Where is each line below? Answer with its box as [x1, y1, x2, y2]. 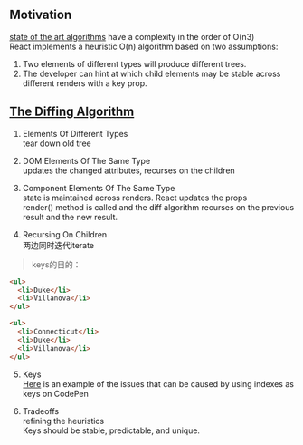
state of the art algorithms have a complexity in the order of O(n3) [9, 31, 255, 42]
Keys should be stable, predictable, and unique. [22, 425, 201, 436]
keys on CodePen [22, 388, 89, 399]
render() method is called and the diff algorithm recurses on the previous [22, 201, 295, 212]
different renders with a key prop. [22, 77, 147, 89]
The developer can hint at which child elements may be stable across [22, 68, 281, 79]
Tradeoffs [22, 405, 60, 416]
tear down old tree [22, 138, 92, 149]
